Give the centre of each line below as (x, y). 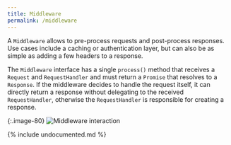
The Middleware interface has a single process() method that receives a (111, 69)
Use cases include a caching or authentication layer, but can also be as (111, 48)
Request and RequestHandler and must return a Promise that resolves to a (112, 77)
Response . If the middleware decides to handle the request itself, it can (109, 84)
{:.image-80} (26, 120)
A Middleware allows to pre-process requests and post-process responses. (116, 40)
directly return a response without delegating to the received (96, 92)
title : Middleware (34, 14)
